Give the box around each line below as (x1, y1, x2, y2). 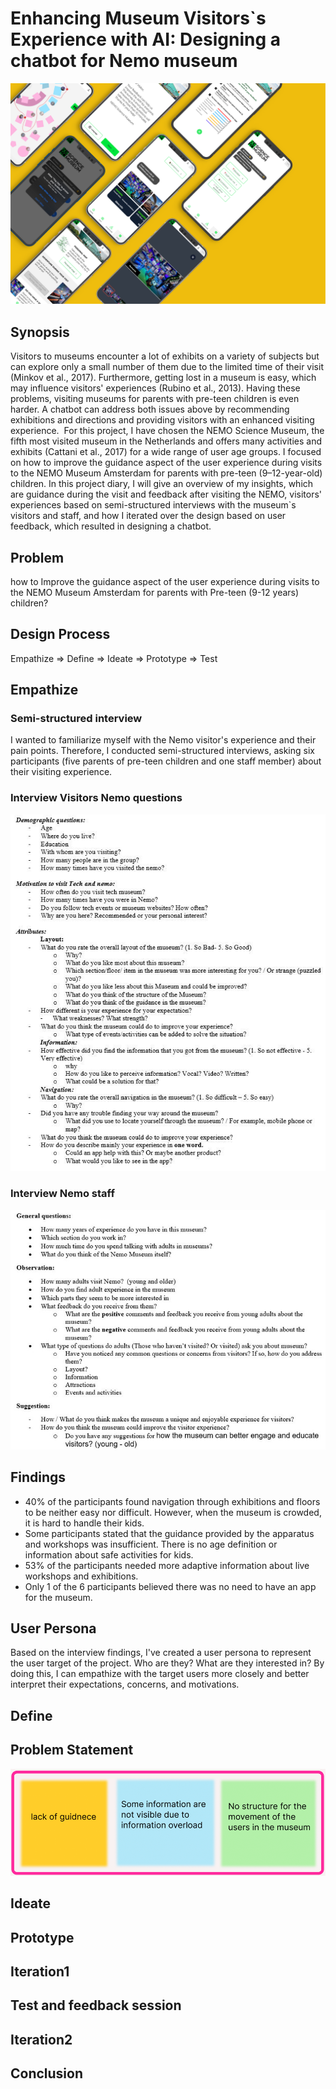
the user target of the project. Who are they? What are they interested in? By (10, 1657, 325, 1669)
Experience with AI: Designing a (10, 28, 282, 51)
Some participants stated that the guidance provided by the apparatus (24, 1527, 315, 1539)
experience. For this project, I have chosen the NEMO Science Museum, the (10, 425, 325, 437)
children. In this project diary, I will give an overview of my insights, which (10, 478, 314, 490)
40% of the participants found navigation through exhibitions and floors (24, 1495, 321, 1507)
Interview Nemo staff (10, 1187, 115, 1201)
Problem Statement (10, 1742, 134, 1759)
